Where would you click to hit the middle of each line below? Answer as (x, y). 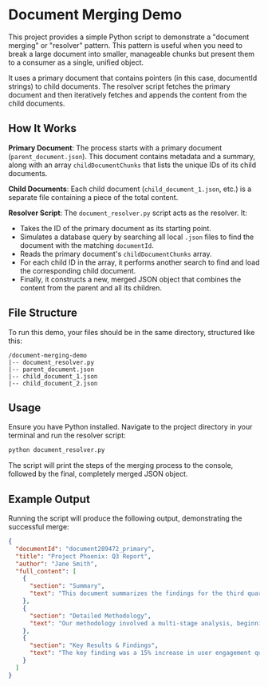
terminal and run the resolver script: (67, 435)
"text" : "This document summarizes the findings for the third (137, 593)
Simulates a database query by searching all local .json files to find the (137, 237)
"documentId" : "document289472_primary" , (85, 549)
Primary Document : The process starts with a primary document (115, 148)
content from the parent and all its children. (91, 288)
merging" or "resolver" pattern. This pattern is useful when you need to (126, 45)
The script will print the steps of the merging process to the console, (121, 465)
